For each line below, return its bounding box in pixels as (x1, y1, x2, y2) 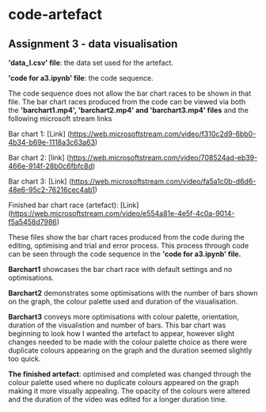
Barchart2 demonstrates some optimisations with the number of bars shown (8, 289, 258, 297)
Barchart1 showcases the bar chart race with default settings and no (8, 265, 233, 274)
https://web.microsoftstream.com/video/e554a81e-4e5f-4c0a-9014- (10, 209, 235, 218)
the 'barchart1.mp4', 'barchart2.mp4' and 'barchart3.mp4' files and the (8, 105, 249, 115)
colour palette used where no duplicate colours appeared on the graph (8, 378, 239, 387)
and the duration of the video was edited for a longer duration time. (8, 395, 228, 404)
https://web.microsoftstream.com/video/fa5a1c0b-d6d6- (70, 176, 256, 186)
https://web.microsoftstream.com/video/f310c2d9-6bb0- (70, 129, 256, 138)
